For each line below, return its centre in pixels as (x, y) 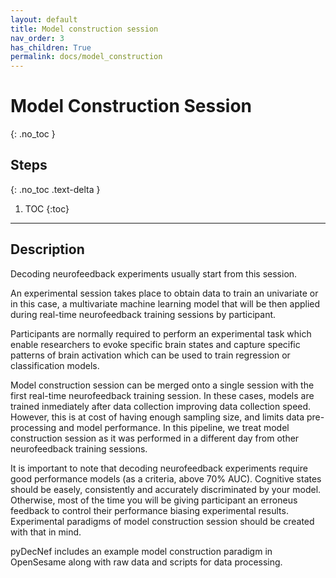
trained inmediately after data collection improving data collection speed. (161, 406)
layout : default (44, 19)
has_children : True (51, 47)
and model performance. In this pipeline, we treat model (174, 427)
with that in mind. (46, 532)
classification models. (55, 365)
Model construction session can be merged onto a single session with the (162, 385)
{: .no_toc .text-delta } (55, 189)
